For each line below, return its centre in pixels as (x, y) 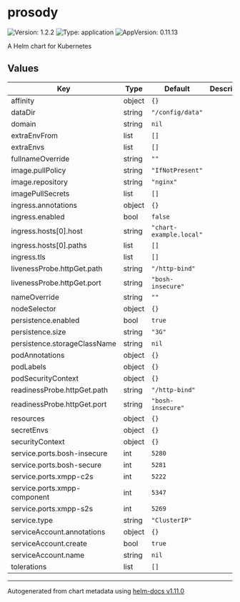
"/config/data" (177, 112)
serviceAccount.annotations (58, 531)
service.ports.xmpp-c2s (52, 476)
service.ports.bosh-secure (56, 465)
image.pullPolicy (39, 170)
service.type (32, 520)
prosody (33, 12)
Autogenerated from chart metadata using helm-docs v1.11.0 (96, 591)
